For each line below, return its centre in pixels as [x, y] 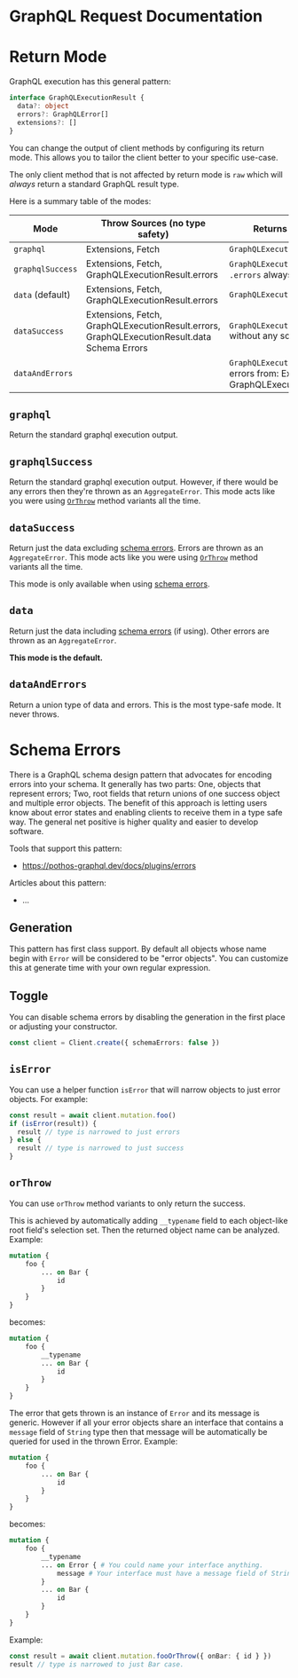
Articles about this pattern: [58, 882]
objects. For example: [49, 1099]
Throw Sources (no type [153, 223]
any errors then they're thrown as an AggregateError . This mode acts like [142, 492]
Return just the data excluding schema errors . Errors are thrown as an [137, 548]
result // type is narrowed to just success [101, 1148]
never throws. [35, 714]
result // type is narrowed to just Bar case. [97, 1664]
